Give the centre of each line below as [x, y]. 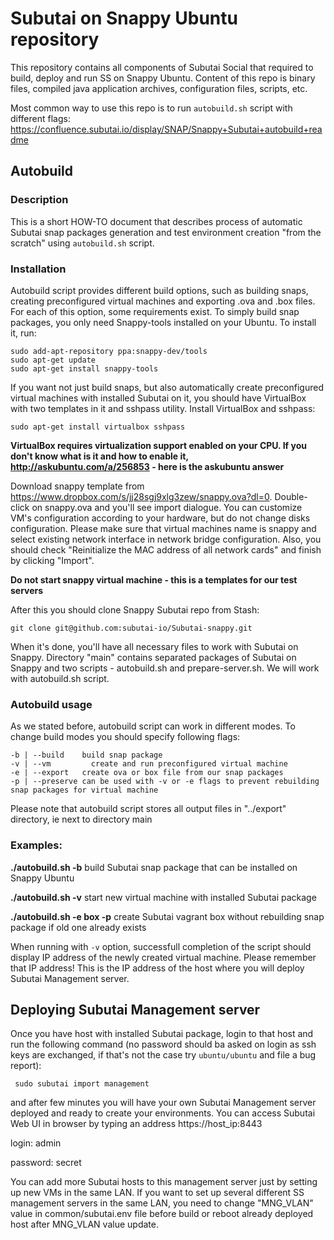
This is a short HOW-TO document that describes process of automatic [156, 221]
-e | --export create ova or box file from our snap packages [147, 773]
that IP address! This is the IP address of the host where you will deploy [157, 968]
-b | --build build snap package [86, 755]
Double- [291, 496]
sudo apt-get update [53, 360]
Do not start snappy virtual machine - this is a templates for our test [154, 579]
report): [26, 1066]
